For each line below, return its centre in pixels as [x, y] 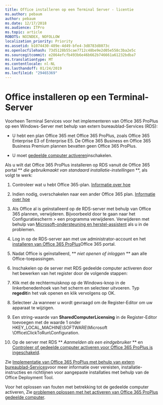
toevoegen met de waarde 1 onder [46, 322]
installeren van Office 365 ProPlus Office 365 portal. [64, 244]
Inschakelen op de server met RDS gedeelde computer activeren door [82, 268]
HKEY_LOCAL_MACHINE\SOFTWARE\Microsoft [60, 328]
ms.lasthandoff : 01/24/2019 [34, 69]
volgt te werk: [19, 175]
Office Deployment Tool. [29, 377]
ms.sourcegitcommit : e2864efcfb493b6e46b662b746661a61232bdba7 [71, 55]
